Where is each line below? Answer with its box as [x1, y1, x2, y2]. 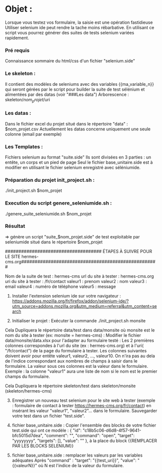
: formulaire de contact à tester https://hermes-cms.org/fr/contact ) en [12, 402, 151, 408]
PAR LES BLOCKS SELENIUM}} [12, 442, 74, 449]
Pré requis [5, 47, 30, 54]
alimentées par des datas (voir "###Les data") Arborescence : [5, 91, 129, 97]
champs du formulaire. [5, 373, 50, 379]
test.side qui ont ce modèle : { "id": [12, 427, 82, 433]
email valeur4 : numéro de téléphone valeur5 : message [5, 284, 116, 289]
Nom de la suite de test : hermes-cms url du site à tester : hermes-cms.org [5, 273, 154, 279]
